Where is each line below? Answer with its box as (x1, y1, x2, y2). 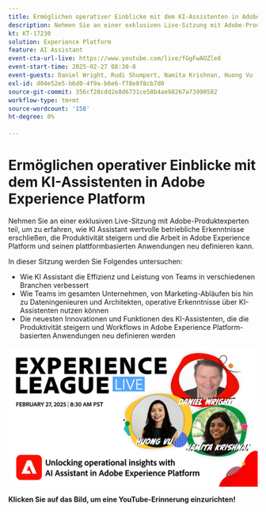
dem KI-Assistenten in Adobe (8, 173, 206, 192)
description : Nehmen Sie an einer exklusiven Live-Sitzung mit (8, 21, 222, 29)
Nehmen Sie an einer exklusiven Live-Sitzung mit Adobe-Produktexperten (8, 216, 249, 226)
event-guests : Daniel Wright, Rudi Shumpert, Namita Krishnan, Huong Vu (8, 71, 253, 79)
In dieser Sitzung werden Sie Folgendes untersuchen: (8, 256, 183, 266)
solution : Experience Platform (8, 38, 112, 46)
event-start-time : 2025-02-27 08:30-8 (8, 63, 136, 71)
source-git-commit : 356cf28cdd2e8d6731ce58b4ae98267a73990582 (8, 88, 218, 96)
